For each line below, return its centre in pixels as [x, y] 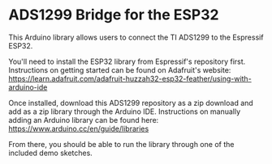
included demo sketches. [51, 153]
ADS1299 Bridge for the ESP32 [114, 15]
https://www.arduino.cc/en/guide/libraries [79, 128]
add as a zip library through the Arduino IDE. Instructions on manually [125, 111]
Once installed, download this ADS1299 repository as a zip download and [131, 103]
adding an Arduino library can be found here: [84, 120]
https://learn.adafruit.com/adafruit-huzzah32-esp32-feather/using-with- [130, 78]
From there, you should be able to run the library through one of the [121, 144]
